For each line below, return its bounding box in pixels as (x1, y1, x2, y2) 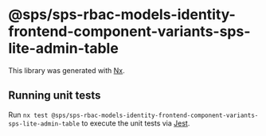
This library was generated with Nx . (8, 65, 125, 75)
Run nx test (8, 110, 49, 119)
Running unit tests (8, 89, 101, 103)
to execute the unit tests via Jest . (81, 118, 190, 128)
